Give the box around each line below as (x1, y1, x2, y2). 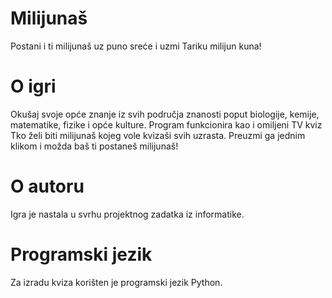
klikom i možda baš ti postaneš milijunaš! (10, 140, 179, 152)
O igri (10, 75, 57, 98)
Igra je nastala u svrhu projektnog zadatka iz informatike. (10, 208, 245, 220)
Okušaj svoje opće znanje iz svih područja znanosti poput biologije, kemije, (10, 108, 320, 120)
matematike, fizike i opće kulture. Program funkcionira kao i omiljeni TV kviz (10, 118, 323, 131)
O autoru (10, 175, 85, 198)
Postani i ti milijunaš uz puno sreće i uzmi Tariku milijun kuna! (10, 40, 262, 52)
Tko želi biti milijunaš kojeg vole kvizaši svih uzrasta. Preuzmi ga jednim (10, 129, 306, 141)
